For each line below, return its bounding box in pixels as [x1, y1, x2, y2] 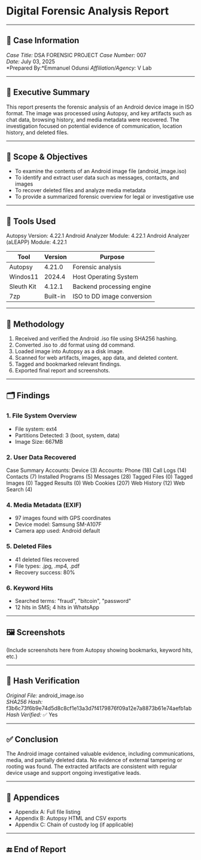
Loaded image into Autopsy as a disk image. [14, 348, 124, 355]
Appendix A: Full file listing [14, 808, 81, 816]
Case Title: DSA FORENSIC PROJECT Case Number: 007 [6, 51, 147, 58]
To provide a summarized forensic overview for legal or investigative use [14, 193, 194, 201]
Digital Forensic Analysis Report [6, 4, 169, 18]
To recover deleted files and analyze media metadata [14, 187, 146, 194]
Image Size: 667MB [14, 438, 63, 445]
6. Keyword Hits [6, 584, 54, 592]
